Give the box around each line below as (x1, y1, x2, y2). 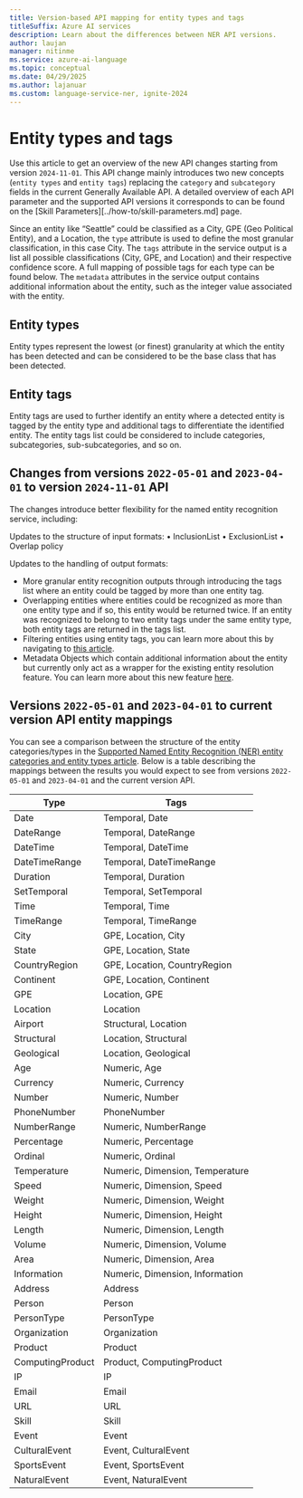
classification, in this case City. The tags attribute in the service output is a (9, 243, 288, 253)
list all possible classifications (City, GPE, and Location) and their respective (9, 253, 292, 263)
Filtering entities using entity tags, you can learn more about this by (22, 633, 274, 644)
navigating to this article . (22, 643, 115, 654)
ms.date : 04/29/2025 (9, 72, 88, 81)
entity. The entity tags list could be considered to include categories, (9, 430, 265, 441)
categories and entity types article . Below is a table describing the (9, 755, 256, 766)
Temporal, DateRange (103, 825, 196, 838)
